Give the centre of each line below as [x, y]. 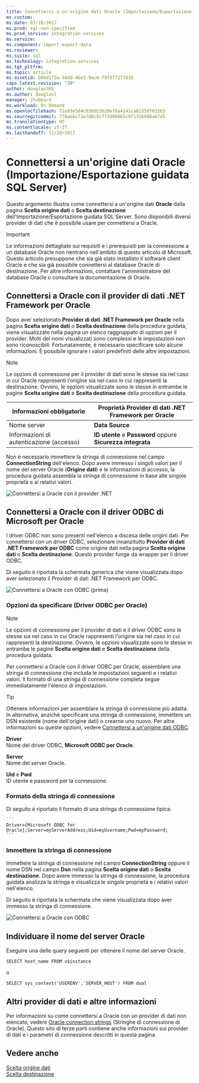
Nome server [27, 425]
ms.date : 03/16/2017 [32, 23]
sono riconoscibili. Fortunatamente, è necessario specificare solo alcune [95, 345]
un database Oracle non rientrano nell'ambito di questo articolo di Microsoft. [99, 252]
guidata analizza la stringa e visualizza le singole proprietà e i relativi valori [97, 882]
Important [18, 234]
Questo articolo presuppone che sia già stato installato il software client [93, 258]
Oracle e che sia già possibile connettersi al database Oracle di [83, 265]
